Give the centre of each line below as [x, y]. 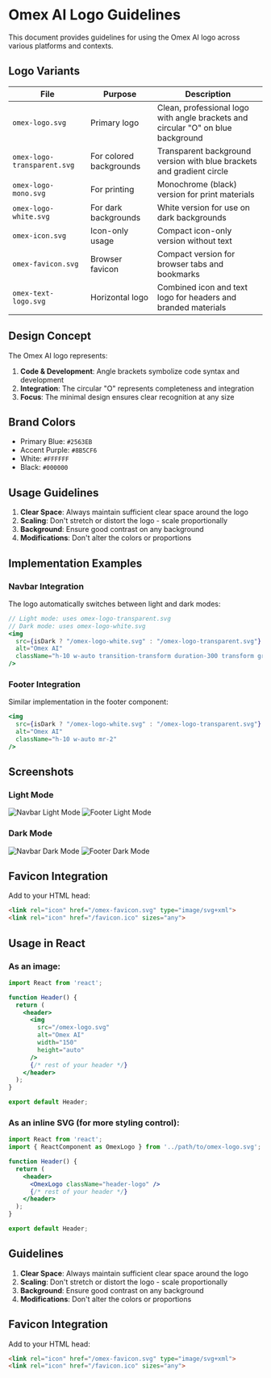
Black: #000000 [44, 467]
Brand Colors [42, 422]
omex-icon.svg [40, 235]
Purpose [120, 94]
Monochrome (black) [197, 184]
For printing [112, 189]
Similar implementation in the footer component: [88, 702]
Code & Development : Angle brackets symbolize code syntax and [130, 371]
